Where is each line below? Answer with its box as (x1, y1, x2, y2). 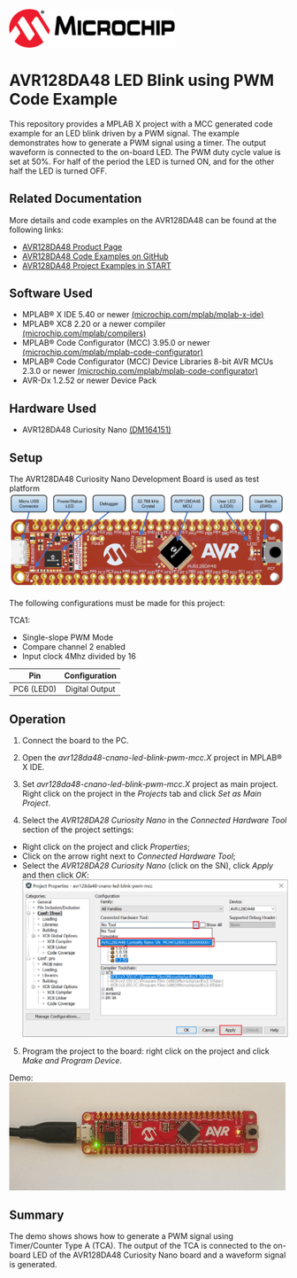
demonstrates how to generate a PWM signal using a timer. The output (9, 137, 267, 148)
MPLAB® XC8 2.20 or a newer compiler (21, 319, 166, 330)
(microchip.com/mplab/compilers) (21, 328, 147, 339)
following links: (9, 224, 64, 235)
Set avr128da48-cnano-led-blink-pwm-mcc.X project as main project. (21, 779, 278, 790)
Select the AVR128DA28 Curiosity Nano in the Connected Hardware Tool (21, 815, 287, 826)
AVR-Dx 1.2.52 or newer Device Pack (21, 375, 157, 386)
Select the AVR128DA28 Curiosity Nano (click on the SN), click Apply (21, 861, 274, 871)
